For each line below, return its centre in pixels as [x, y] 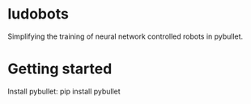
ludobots [38, 14]
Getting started [60, 69]
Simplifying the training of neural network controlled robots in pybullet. [125, 36]
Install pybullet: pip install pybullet [64, 91]
